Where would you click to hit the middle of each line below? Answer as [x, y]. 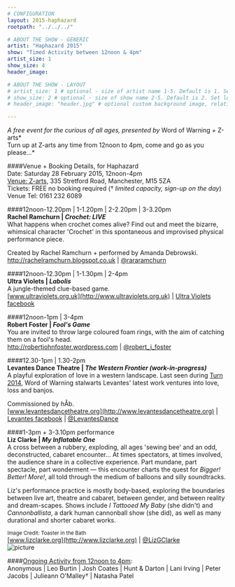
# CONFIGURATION [31, 14]
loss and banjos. [31, 390]
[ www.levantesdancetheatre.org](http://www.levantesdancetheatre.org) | [113, 411]
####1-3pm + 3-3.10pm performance [61, 432]
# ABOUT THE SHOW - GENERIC [48, 39]
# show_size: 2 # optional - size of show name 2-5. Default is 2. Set [114, 98]
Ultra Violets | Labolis [39, 282]
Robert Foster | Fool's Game [49, 325]
